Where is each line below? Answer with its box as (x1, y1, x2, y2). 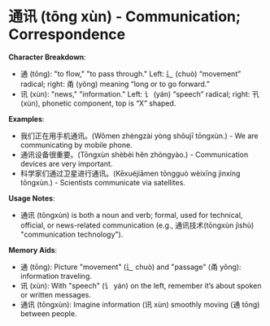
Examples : (8, 114, 45, 124)
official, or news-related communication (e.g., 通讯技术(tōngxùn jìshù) (20, 220, 255, 230)
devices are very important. (20, 159, 113, 168)
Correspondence (8, 25, 126, 44)
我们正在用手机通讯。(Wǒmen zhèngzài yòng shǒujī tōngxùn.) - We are (20, 131, 259, 141)
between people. (20, 308, 77, 318)
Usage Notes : (8, 193, 55, 203)
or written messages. (20, 289, 92, 299)
